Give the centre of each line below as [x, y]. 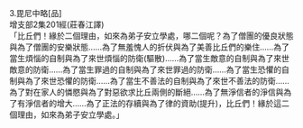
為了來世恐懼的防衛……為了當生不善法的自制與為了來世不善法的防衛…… [157, 81]
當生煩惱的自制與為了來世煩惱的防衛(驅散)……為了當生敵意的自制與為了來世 [150, 58]
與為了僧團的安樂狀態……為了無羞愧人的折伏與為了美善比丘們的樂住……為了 [150, 47]
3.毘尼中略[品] [36, 13]
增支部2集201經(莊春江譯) [57, 24]
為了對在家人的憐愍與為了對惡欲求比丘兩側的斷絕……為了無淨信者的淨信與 [147, 92]
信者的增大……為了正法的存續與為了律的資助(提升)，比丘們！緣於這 [157, 103]
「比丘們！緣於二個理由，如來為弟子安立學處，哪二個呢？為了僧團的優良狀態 [151, 36]
